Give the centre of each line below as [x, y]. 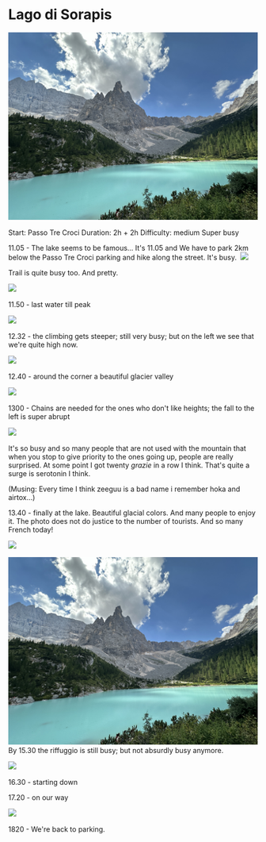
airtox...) [22, 497]
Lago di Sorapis [60, 15]
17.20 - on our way [38, 797]
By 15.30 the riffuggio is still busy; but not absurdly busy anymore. [116, 750]
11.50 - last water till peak [49, 304]
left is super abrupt [39, 416]
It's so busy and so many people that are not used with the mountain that [127, 448]
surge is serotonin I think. [49, 473]
